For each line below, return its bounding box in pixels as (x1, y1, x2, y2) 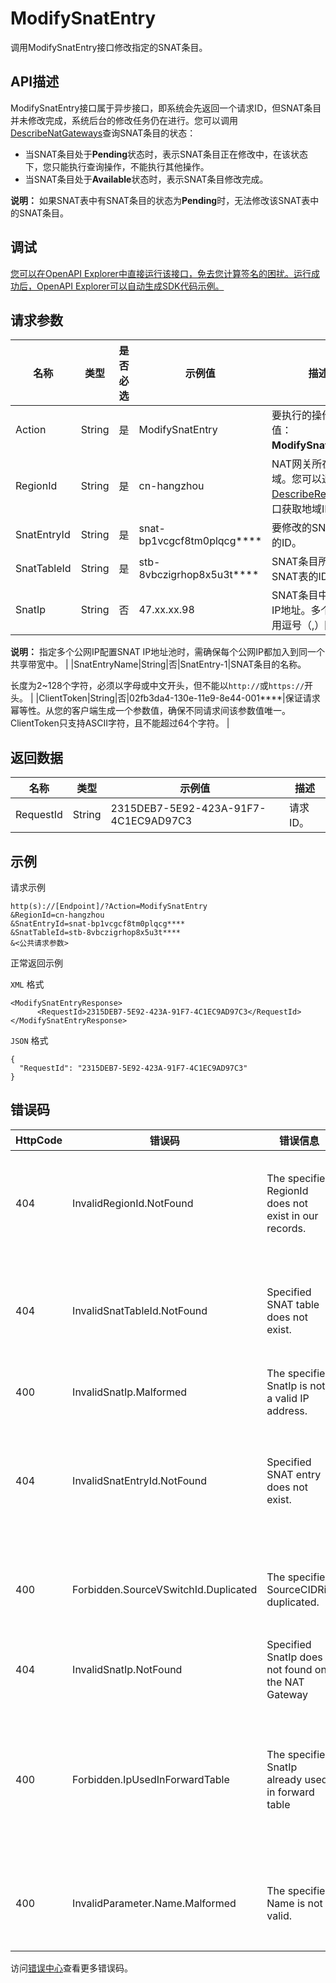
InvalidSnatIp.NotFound (72, 1662, 183, 1676)
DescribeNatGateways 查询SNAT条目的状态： (10, 127, 197, 139)
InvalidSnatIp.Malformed (72, 1385, 188, 1399)
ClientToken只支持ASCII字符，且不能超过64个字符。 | (10, 717, 230, 729)
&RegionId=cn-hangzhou (10, 910, 105, 920)
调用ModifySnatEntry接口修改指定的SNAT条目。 (10, 41, 208, 53)
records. (266, 1221, 307, 1235)
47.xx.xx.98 (138, 603, 195, 617)
